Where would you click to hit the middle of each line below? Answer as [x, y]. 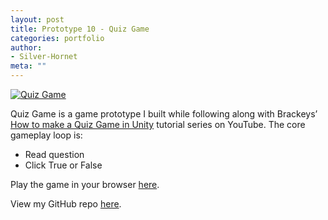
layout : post [37, 19]
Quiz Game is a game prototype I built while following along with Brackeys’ [164, 114]
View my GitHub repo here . [66, 204]
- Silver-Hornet [44, 57]
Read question [54, 154]
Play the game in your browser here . [85, 184]
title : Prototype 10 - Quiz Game [80, 29]
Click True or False [63, 165]
